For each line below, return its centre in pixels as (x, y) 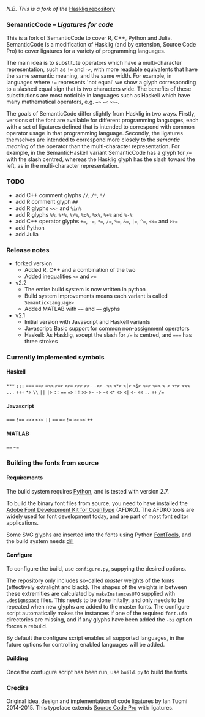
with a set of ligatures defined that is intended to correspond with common (100, 127)
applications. (22, 522)
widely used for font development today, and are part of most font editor (98, 516)
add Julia (27, 234)
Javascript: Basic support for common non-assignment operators (107, 328)
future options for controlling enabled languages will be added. (86, 644)
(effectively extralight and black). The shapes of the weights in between (97, 587)
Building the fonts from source (53, 463)
